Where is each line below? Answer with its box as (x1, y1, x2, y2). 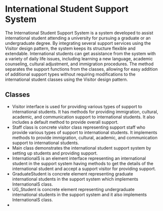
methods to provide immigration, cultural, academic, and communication (12, 134, 158, 140)
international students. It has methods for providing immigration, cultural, (12, 109, 159, 115)
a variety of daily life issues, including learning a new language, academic (5, 56, 153, 61)
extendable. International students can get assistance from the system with (5, 50, 156, 57)
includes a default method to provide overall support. (12, 119, 119, 125)
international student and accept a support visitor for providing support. (12, 166, 156, 172)
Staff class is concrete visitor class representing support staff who (12, 124, 145, 130)
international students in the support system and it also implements (12, 192, 147, 197)
